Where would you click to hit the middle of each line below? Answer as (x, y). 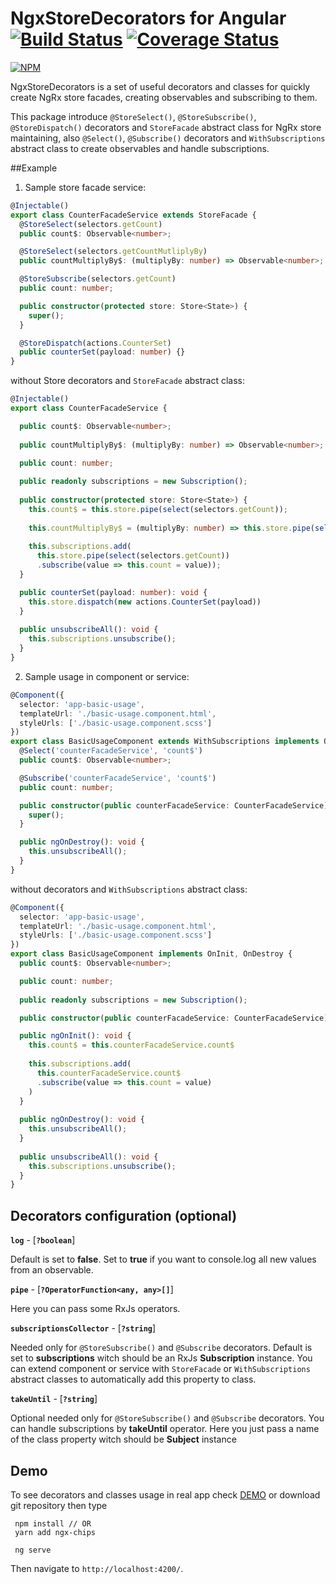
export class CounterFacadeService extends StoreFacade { (133, 215)
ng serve (33, 1550)
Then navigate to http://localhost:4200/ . (97, 1568)
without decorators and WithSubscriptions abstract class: (129, 889)
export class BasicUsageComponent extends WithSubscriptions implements (165, 742)
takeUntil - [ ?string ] (54, 1399)
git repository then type (59, 1505)
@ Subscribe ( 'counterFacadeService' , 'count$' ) (118, 778)
